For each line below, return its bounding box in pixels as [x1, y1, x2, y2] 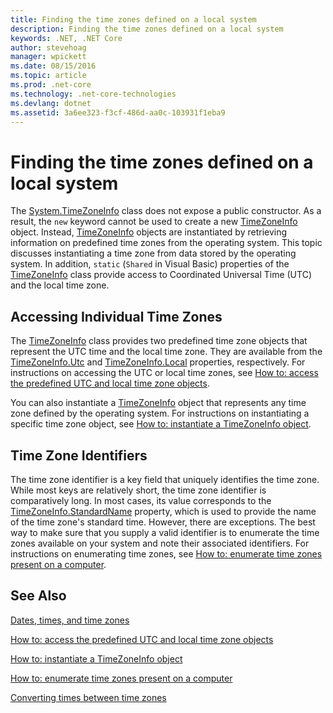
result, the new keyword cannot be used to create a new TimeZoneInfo [10, 216, 298, 228]
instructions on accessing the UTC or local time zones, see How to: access [10, 367, 319, 379]
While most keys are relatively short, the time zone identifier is [10, 484, 267, 496]
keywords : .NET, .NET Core [10, 33, 123, 43]
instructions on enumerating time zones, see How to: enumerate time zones [10, 547, 323, 560]
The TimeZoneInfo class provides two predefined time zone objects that [10, 335, 308, 347]
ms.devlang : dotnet [10, 98, 92, 108]
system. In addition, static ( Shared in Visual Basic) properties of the [10, 258, 290, 270]
